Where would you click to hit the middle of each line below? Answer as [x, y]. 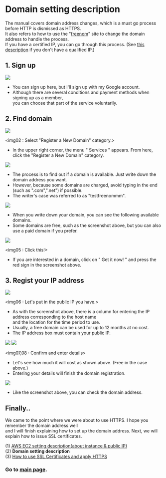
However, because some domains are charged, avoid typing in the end [85, 185]
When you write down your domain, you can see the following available [85, 214]
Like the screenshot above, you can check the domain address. [78, 392]
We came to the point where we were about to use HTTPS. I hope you [77, 420]
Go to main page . [26, 469]
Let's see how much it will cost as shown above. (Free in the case [80, 363]
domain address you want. [40, 179]
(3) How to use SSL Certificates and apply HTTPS [56, 456]
